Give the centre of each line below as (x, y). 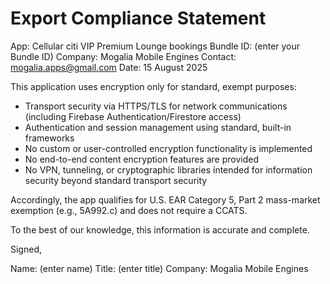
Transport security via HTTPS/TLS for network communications (156, 106)
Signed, (26, 249)
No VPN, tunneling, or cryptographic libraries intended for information (168, 169)
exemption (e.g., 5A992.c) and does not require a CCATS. (129, 210)
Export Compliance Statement (138, 18)
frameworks (49, 138)
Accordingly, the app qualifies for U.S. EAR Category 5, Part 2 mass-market (165, 199)
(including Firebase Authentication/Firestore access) (133, 116)
